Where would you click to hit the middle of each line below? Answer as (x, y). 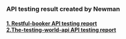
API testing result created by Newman (63, 9)
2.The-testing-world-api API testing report (61, 29)
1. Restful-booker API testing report (52, 23)
